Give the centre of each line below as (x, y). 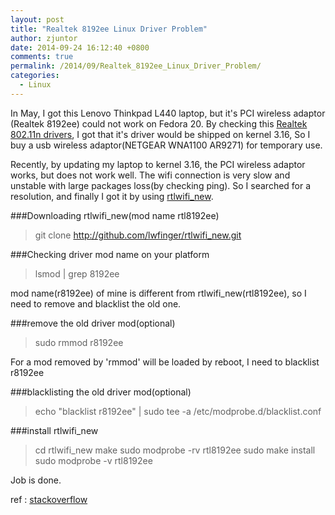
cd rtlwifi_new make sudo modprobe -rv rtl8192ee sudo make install (175, 450)
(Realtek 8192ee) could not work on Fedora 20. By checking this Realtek (159, 123)
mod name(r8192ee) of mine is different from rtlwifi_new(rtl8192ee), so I (158, 293)
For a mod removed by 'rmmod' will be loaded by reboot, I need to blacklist (165, 362)
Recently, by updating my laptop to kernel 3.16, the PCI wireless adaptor (158, 164)
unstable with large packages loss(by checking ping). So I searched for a (161, 185)
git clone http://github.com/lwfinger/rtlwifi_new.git (138, 235)
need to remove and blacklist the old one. (96, 303)
